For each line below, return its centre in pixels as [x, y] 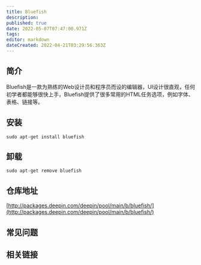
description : [22, 17]
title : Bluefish [26, 12]
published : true [26, 23]
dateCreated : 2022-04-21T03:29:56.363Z [56, 46]
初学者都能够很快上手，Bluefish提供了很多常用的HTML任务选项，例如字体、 [100, 94]
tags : [13, 34]
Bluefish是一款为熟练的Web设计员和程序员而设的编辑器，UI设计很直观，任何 [101, 87]
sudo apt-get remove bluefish [44, 171]
